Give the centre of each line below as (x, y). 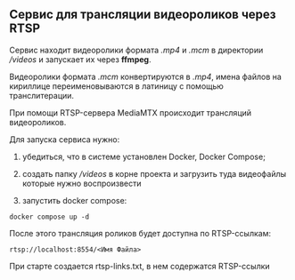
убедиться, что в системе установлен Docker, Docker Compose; (143, 156)
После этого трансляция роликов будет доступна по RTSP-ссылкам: (140, 233)
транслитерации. (41, 95)
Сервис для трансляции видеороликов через (143, 15)
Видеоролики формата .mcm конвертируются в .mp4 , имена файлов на (146, 76)
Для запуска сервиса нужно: (65, 139)
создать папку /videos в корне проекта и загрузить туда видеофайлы (154, 173)
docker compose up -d (49, 217)
